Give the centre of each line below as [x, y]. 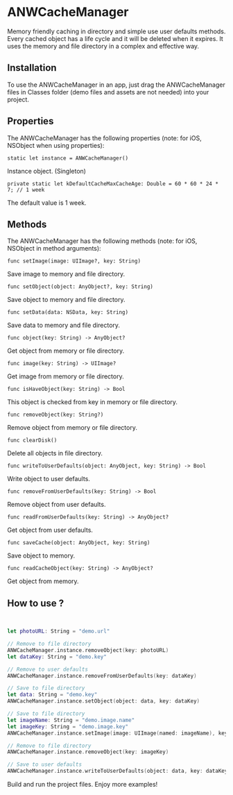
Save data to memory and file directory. [63, 325]
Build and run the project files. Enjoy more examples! [83, 785]
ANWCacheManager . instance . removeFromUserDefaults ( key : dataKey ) [102, 676]
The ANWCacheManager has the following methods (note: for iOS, [102, 241]
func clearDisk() [32, 441]
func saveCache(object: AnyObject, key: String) [79, 543]
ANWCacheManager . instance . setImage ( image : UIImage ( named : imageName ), [111, 733]
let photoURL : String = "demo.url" [59, 631]
